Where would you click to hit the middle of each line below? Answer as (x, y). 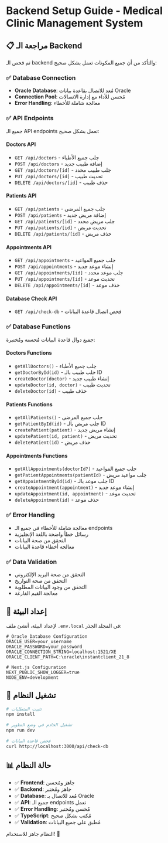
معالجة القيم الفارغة (36, 593)
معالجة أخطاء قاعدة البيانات (44, 546)
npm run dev (20, 730)
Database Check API (32, 298)
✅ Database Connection (41, 77)
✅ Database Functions (39, 327)
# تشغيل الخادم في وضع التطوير (39, 725)
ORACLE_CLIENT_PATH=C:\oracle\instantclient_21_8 (68, 657)
